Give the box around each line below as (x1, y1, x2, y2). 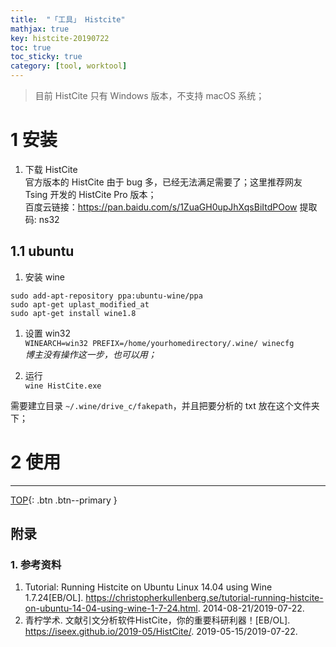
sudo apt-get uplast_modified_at (10, 299, 150, 310)
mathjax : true (10, 24, 70, 34)
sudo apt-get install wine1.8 (10, 308, 137, 318)
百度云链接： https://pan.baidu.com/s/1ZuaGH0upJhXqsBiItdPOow (24, 201, 298, 213)
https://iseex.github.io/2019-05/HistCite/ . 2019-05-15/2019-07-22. (24, 626, 298, 638)
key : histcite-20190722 (10, 33, 110, 43)
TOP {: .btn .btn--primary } (10, 494, 118, 506)
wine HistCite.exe (24, 381, 102, 391)
